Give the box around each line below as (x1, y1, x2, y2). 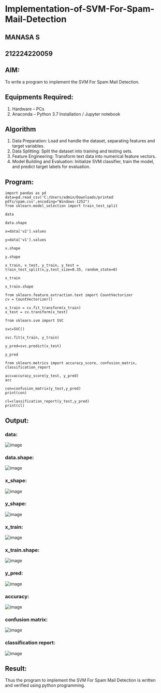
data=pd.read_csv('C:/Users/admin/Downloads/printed (5, 195, 114, 200)
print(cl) (5, 403, 25, 408)
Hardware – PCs (12, 106, 44, 112)
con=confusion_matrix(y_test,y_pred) (5, 386, 81, 391)
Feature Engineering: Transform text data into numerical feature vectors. (12, 153, 156, 159)
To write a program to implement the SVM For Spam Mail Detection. (5, 79, 140, 85)
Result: (5, 664, 27, 673)
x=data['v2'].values (5, 229, 47, 234)
